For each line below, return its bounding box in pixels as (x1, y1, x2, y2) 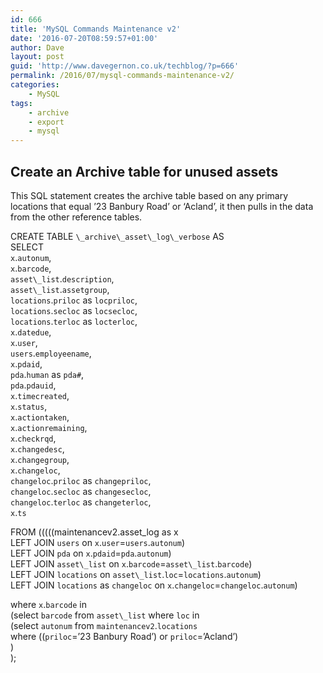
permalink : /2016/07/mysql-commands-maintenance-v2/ (10, 71, 235, 81)
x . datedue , (10, 326, 52, 338)
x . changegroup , (10, 453, 70, 465)
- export (28, 117, 65, 127)
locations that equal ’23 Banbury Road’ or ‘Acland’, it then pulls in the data (10, 200, 314, 212)
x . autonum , (10, 251, 52, 263)
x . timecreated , (10, 389, 70, 401)
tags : (10, 98, 33, 108)
